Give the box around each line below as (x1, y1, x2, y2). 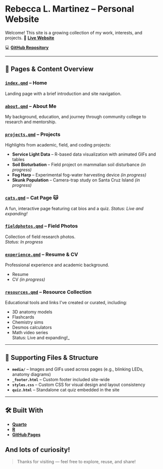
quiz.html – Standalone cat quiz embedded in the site (12, 387, 120, 393)
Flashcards (12, 314, 34, 320)
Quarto (12, 421, 27, 427)
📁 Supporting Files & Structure (5, 353, 98, 362)
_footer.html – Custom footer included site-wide (12, 377, 110, 383)
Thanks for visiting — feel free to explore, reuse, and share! (16, 458, 136, 464)
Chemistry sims (12, 319, 44, 325)
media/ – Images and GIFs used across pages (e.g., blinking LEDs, (12, 366, 144, 372)
